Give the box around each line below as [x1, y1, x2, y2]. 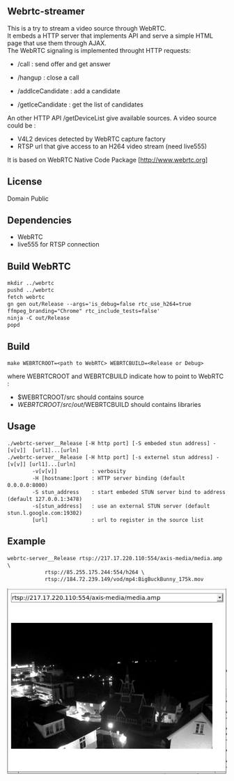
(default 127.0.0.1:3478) [7, 495, 82, 502]
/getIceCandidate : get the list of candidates [17, 100, 144, 109]
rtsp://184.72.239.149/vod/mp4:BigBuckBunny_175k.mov [44, 575, 204, 582]
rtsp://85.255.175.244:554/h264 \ [44, 569, 145, 575]
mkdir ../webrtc [7, 280, 54, 287]
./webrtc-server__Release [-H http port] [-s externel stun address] [7, 454, 214, 461]
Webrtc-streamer [7, 6, 85, 17]
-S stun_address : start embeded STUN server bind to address [32, 488, 226, 495]
